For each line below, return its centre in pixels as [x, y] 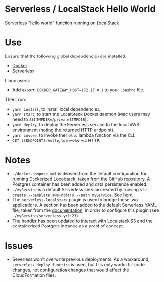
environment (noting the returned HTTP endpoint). [63, 130]
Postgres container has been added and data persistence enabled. [80, 184]
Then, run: [16, 99]
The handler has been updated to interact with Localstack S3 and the [82, 221]
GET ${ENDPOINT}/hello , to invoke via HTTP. [56, 140]
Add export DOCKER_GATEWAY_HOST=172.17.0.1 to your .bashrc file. [78, 90]
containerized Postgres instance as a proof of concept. [68, 226]
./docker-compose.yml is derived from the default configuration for [79, 173]
